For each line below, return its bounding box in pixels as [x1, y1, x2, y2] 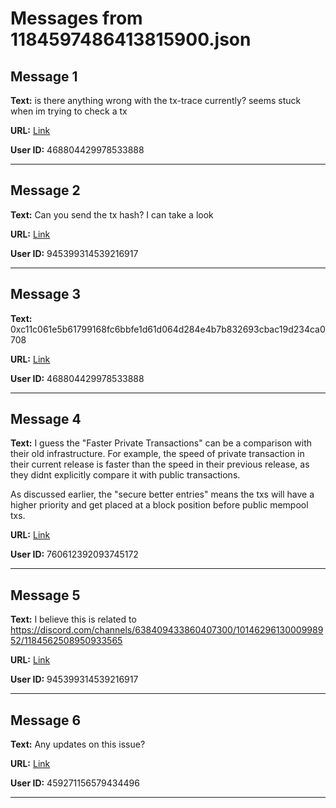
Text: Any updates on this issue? [10, 738, 146, 751]
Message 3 [10, 286, 82, 303]
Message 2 [10, 182, 81, 199]
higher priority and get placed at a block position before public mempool [10, 499, 309, 511]
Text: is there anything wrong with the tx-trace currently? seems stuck [10, 95, 302, 106]
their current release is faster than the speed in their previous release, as [10, 458, 310, 471]
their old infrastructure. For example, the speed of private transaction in [10, 448, 305, 460]
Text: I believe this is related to [10, 613, 137, 626]
